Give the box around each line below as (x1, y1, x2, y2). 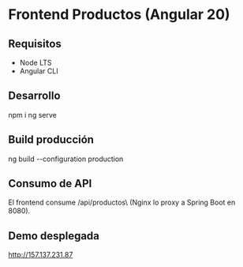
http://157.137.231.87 (8, 250, 73, 260)
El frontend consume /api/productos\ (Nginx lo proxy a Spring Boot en (8, 197, 236, 207)
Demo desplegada (8, 229, 100, 243)
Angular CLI (19, 66, 58, 76)
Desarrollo (8, 89, 61, 103)
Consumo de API (8, 177, 92, 190)
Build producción (8, 133, 95, 147)
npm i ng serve (8, 110, 57, 119)
